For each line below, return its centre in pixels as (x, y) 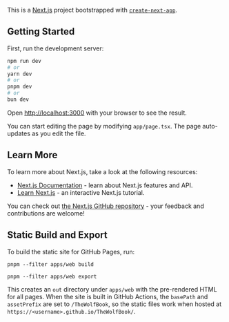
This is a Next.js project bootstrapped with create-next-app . (92, 10)
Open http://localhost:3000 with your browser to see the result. (97, 113)
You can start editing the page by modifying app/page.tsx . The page (104, 126)
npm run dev (24, 61)
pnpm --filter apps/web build (51, 264)
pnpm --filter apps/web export (52, 276)
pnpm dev (20, 87)
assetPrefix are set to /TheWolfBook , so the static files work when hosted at (114, 304)
